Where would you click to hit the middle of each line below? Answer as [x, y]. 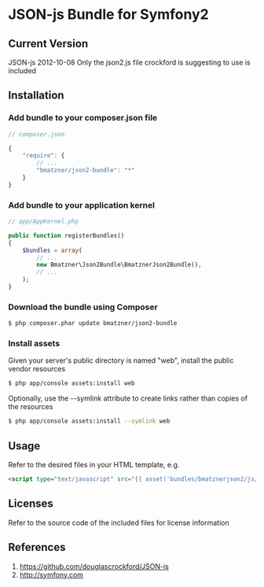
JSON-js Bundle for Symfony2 [109, 15]
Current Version [48, 44]
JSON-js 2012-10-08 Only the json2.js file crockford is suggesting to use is [129, 62]
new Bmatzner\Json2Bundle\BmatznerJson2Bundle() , [119, 265]
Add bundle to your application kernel [82, 205]
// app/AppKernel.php [44, 222]
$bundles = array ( [52, 250]
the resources [31, 407]
